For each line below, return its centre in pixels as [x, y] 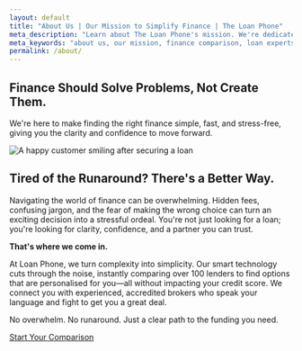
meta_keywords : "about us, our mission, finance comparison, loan [136, 43]
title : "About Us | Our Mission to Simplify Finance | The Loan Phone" [146, 26]
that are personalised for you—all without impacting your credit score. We [146, 283]
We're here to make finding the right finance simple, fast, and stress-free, [145, 123]
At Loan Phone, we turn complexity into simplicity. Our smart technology [143, 264]
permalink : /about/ [46, 51]
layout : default [40, 18]
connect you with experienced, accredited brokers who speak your [133, 292]
